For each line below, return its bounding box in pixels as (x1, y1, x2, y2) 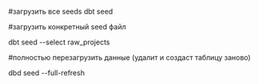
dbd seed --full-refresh (8, 68, 85, 78)
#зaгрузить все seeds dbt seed (8, 7, 113, 16)
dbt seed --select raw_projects (8, 37, 110, 47)
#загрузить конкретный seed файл (8, 22, 126, 31)
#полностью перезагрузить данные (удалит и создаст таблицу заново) (8, 53, 252, 62)
